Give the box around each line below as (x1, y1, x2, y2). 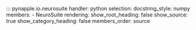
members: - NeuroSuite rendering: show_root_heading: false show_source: (6, 11, 188, 18)
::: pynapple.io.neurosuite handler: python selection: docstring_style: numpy (6, 5, 190, 12)
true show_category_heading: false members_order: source (6, 18, 150, 24)
